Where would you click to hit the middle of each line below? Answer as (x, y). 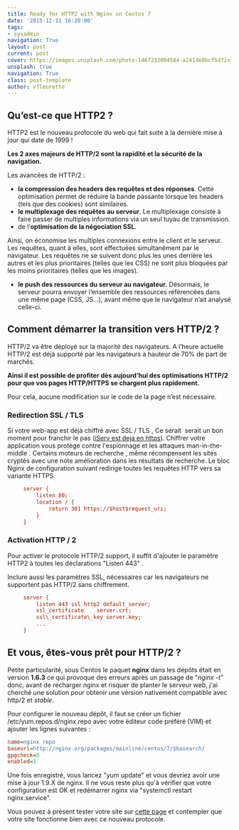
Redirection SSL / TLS (46, 415)
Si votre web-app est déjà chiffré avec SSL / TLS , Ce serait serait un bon (116, 431)
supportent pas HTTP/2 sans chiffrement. (68, 584)
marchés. (21, 361)
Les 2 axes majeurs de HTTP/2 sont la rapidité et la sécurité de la (105, 154)
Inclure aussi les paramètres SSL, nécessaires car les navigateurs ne (108, 577)
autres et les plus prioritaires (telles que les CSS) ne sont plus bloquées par (118, 263)
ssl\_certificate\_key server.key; (89, 618)
